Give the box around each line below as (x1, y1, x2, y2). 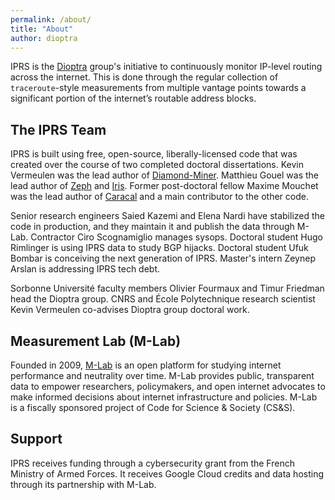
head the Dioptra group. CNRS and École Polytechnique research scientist (10, 293, 316, 305)
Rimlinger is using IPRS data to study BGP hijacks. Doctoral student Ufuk (10, 242, 309, 254)
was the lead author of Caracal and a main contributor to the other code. (10, 191, 309, 203)
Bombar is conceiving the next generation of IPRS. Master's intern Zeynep (10, 252, 316, 265)
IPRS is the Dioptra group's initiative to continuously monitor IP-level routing (10, 61, 323, 73)
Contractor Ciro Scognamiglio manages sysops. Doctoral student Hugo (30, 231, 323, 243)
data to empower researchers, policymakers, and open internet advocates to (10, 381, 326, 392)
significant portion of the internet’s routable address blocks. (10, 92, 257, 105)
